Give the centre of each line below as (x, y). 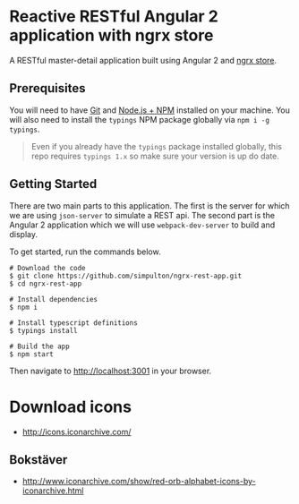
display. (24, 234)
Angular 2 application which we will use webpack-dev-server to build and (142, 225)
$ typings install (43, 330)
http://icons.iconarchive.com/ (77, 431)
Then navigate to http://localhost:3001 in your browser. (111, 371)
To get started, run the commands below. (85, 252)
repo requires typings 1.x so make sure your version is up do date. (155, 156)
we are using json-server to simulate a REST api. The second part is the (142, 215)
